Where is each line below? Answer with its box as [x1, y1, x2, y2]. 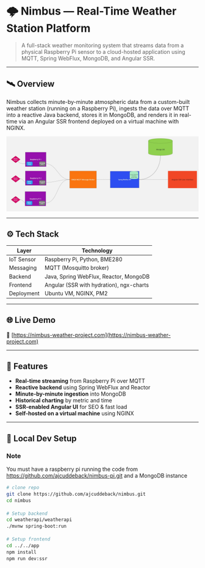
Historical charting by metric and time [15, 397, 113, 404]
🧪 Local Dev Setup [6, 433, 77, 443]
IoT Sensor [9, 256, 37, 263]
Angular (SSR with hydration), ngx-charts [45, 281, 149, 289]
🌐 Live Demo [6, 315, 56, 325]
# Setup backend [6, 511, 48, 517]
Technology [81, 246, 113, 254]
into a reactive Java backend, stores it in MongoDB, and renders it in [6, 111, 179, 119]
